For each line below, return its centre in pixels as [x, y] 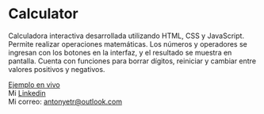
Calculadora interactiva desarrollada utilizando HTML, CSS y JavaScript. [126, 36]
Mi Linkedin [27, 93]
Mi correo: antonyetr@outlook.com [65, 101]
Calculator [43, 14]
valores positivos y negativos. [57, 69]
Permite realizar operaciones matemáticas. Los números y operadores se [128, 44]
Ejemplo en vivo [34, 85]
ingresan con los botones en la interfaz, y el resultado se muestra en [120, 52]
